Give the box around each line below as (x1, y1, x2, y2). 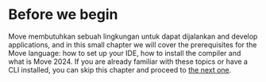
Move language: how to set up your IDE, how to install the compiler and (8, 48, 241, 58)
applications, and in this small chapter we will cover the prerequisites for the (8, 39, 257, 49)
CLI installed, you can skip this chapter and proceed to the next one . (8, 65, 232, 74)
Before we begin (8, 6, 118, 24)
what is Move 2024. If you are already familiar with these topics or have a (8, 57, 249, 66)
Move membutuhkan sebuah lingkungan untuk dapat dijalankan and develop (8, 32, 258, 41)
